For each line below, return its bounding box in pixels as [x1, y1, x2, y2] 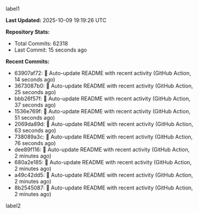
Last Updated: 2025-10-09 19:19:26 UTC [5, 17, 107, 23]
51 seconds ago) [14, 114, 55, 121]
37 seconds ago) [14, 101, 56, 108]
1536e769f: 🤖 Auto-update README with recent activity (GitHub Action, [14, 108, 191, 114]
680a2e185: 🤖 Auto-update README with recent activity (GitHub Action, [14, 159, 192, 165]
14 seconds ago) [14, 76, 56, 83]
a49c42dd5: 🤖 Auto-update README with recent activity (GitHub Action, [14, 171, 194, 179]
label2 [5, 202, 21, 209]
